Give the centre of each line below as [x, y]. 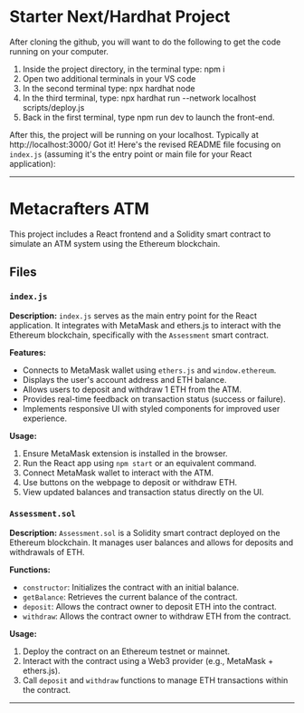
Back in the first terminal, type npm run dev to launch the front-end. [148, 117]
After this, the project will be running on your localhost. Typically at [134, 134]
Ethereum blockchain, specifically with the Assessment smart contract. [139, 335]
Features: [28, 352]
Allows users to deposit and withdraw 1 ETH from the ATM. [132, 389]
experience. [45, 418]
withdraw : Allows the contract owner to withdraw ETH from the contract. [157, 616]
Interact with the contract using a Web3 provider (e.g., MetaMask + [148, 660]
